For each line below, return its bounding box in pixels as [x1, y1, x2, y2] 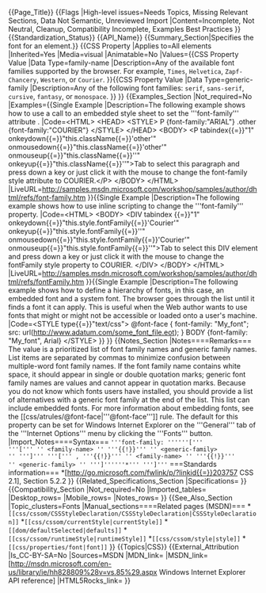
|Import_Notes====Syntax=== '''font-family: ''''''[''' [8, 437, 203, 446]
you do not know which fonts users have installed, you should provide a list [8, 387, 253, 396]
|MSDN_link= [165, 551, 208, 560]
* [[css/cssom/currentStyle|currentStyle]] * [21, 517, 169, 526]
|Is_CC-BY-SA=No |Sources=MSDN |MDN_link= [8, 551, 164, 560]
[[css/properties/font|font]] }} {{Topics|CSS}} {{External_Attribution [8, 542, 239, 551]
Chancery [8, 76, 37, 84]
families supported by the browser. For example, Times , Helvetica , [8, 67, 224, 75]
